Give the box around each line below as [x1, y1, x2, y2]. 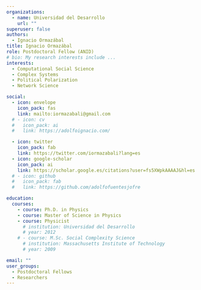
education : [6, 195, 34, 201]
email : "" [6, 257, 32, 263]
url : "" [17, 20, 37, 26]
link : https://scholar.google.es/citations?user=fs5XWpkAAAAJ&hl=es [17, 167, 196, 173]
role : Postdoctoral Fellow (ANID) [6, 49, 95, 55]
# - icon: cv [12, 117, 45, 123]
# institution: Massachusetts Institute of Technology [22, 241, 166, 247]
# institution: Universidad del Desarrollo [22, 223, 136, 230]
